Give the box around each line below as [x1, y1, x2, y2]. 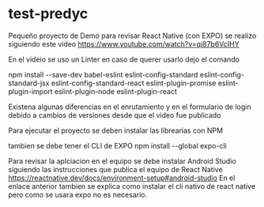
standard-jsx [8, 78, 50, 88]
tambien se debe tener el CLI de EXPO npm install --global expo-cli [8, 141, 227, 150]
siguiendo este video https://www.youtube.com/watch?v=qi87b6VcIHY [8, 39, 239, 48]
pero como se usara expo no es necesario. [8, 190, 148, 199]
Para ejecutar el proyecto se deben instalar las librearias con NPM [8, 126, 224, 135]
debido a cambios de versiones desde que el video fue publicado [8, 110, 221, 119]
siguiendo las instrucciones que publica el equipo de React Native [8, 164, 223, 174]
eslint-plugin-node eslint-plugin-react [54, 86, 178, 96]
